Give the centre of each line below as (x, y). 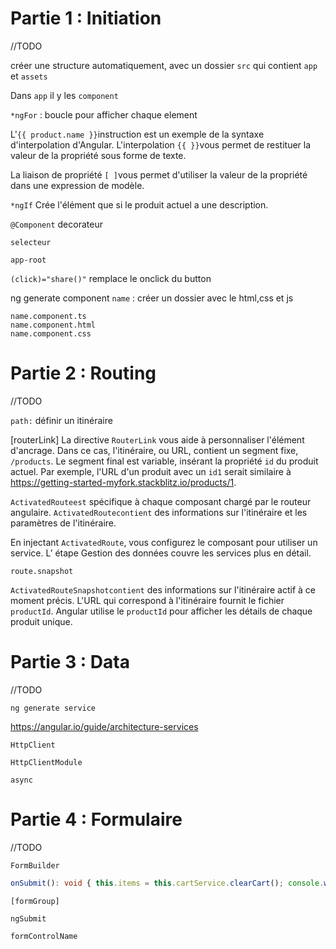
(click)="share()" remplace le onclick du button (111, 278)
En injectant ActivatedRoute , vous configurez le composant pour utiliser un (164, 542)
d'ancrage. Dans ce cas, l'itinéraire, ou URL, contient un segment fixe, (154, 450)
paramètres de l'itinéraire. (63, 523)
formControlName (44, 936)
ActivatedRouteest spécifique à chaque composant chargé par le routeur (161, 501)
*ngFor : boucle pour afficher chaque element (104, 114)
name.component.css (51, 333)
